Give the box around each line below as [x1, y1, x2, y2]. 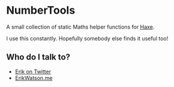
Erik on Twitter [14, 68, 51, 75]
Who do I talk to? [6, 52, 70, 63]
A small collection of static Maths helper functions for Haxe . [6, 23, 155, 30]
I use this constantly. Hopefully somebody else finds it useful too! [6, 35, 169, 42]
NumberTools [6, 4, 75, 17]
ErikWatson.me [14, 74, 53, 81]
